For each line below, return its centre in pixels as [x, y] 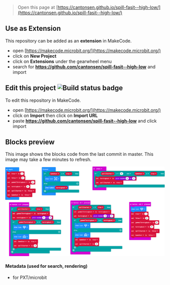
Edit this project [31, 88]
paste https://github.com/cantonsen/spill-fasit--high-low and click [84, 120]
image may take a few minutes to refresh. [48, 159]
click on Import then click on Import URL [55, 115]
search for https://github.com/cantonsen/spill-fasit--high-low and [84, 67]
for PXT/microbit [30, 277]
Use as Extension [33, 29]
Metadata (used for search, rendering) [46, 266]
